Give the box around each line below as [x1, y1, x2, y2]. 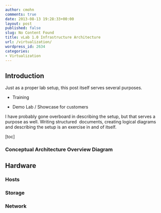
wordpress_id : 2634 [5, 44, 46, 49]
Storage [5, 189, 25, 196]
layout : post [5, 21, 32, 26]
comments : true [5, 12, 37, 17]
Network [5, 203, 27, 210]
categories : [5, 49, 30, 53]
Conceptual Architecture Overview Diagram [5, 146, 113, 153]
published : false [5, 26, 41, 31]
